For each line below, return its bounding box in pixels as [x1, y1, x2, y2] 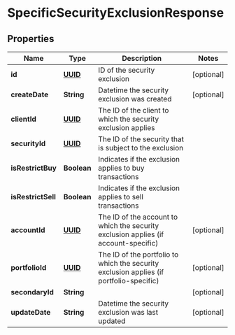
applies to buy [97, 163, 145, 173]
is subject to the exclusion [97, 143, 184, 152]
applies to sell [97, 192, 143, 201]
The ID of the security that [97, 134, 184, 144]
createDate [10, 90, 49, 99]
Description [122, 54, 162, 63]
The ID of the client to [97, 106, 169, 115]
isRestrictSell [10, 192, 56, 201]
